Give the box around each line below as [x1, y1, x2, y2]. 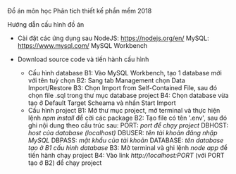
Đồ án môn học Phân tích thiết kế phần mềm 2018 [7, 7, 152, 15]
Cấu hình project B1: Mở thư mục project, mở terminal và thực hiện [27, 106, 221, 114]
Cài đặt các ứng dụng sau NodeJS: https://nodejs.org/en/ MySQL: [17, 34, 209, 42]
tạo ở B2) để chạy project [27, 159, 102, 167]
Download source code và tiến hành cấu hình [17, 55, 149, 63]
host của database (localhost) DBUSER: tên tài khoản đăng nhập [27, 129, 218, 137]
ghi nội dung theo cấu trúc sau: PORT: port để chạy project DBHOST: [27, 121, 229, 130]
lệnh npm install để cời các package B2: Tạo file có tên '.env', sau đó [27, 113, 228, 122]
